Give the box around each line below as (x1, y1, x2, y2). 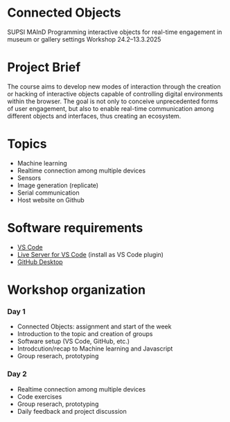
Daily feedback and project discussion (17, 407, 127, 415)
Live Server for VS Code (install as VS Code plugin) (17, 250, 164, 258)
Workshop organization (7, 282, 146, 297)
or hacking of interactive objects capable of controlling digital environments (7, 89, 223, 98)
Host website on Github (17, 195, 85, 204)
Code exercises (17, 392, 62, 401)
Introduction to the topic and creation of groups (17, 330, 153, 338)
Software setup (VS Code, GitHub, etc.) (17, 337, 130, 346)
